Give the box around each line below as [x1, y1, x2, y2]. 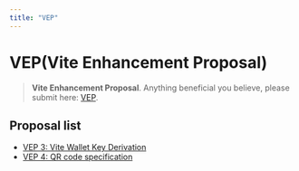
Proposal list [9, 118, 82, 133]
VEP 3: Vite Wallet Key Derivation [22, 142, 147, 153]
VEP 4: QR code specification [22, 151, 133, 163]
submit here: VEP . [31, 91, 99, 102]
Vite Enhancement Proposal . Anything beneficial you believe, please [31, 82, 290, 93]
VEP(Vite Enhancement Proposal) [9, 52, 268, 72]
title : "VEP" [9, 13, 59, 23]
